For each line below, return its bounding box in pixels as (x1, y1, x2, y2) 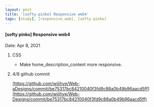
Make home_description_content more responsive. (19, 61, 122, 67)
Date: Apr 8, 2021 (5, 42, 40, 48)
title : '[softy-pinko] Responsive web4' (5, 12, 90, 17)
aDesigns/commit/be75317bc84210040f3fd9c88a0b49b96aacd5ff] (12, 85, 150, 91)
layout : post (5, 7, 32, 12)
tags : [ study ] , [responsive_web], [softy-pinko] (5, 16, 107, 21)
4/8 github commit (12, 71, 50, 77)
